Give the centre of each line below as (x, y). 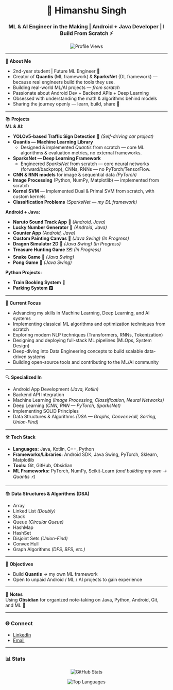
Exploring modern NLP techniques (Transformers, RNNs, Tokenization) (88, 335)
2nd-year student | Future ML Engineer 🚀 (56, 71)
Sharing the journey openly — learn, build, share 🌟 (66, 104)
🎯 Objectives (19, 564)
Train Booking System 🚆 (39, 282)
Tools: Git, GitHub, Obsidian (42, 466)
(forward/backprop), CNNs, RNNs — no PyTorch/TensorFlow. (85, 169)
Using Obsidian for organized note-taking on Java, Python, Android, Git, (82, 600)
